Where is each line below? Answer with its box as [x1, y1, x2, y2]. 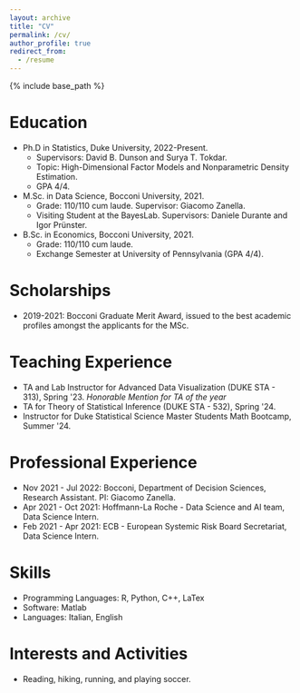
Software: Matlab [22, 601, 88, 613]
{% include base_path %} [9, 81, 105, 91]
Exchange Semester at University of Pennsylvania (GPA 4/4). [35, 248, 265, 259]
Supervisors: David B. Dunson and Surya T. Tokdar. [35, 152, 228, 163]
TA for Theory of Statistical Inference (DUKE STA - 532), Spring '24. [22, 401, 276, 411]
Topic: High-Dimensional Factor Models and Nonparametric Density [35, 161, 290, 173]
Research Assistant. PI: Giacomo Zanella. [22, 491, 177, 502]
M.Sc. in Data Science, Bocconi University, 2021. [22, 190, 205, 201]
